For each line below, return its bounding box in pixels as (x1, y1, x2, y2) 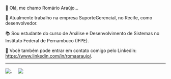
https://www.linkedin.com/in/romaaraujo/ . (5, 53, 93, 59)
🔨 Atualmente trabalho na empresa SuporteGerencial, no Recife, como (5, 15, 153, 20)
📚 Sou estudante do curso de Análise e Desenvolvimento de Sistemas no (5, 31, 160, 36)
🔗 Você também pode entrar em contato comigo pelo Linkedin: (5, 47, 137, 54)
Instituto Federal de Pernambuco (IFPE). (5, 38, 89, 43)
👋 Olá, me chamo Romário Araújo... (5, 5, 79, 11)
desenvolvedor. (5, 20, 38, 26)
